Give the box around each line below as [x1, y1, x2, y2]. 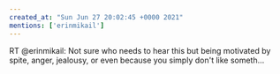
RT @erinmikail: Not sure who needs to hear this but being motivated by [9, 45, 271, 55]
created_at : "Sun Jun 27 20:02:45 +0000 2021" [9, 12, 184, 22]
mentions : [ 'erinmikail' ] [9, 21, 104, 30]
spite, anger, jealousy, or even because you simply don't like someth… [9, 55, 265, 65]
